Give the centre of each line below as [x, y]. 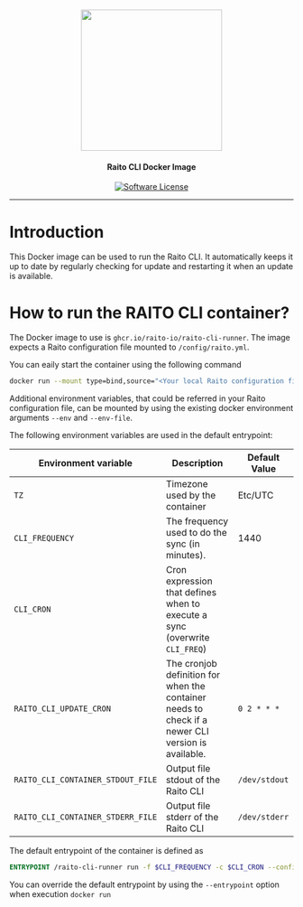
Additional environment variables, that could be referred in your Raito [138, 398]
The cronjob [192, 664]
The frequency [197, 521]
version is [186, 743]
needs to [184, 709]
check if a [186, 720]
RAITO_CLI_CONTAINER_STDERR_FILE [86, 817]
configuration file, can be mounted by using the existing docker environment [151, 408]
